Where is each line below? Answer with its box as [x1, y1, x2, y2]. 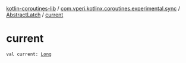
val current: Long [6, 51, 52, 57]
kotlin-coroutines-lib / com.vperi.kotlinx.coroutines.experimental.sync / [6, 5, 180, 12]
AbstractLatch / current [6, 11, 64, 18]
